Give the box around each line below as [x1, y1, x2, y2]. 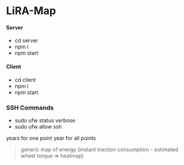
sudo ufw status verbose [14, 117, 75, 124]
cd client [14, 76, 37, 83]
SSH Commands [6, 103, 54, 111]
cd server [14, 37, 38, 44]
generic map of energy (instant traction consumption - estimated [20, 146, 179, 153]
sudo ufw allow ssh [14, 123, 62, 130]
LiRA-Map [6, 4, 56, 18]
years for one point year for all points [6, 134, 96, 141]
